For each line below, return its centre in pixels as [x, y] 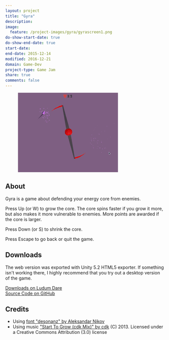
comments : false [22, 81]
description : [19, 21]
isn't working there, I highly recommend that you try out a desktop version [83, 272]
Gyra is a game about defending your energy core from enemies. [73, 199]
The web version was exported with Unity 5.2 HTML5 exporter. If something [84, 267]
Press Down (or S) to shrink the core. [44, 229]
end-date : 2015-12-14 [28, 53]
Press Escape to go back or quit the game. [50, 239]
